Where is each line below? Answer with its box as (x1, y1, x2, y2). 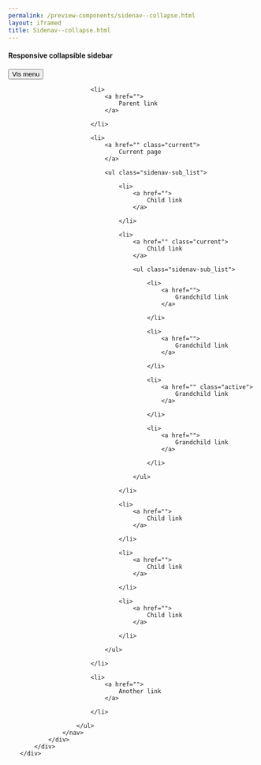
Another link (118, 687, 162, 695)
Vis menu (12, 70, 40, 78)
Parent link (118, 100, 158, 107)
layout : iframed (8, 19, 62, 27)
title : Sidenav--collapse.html (8, 26, 111, 34)
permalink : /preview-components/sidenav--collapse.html (8, 11, 196, 20)
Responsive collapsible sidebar (8, 51, 113, 60)
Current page (118, 148, 162, 156)
